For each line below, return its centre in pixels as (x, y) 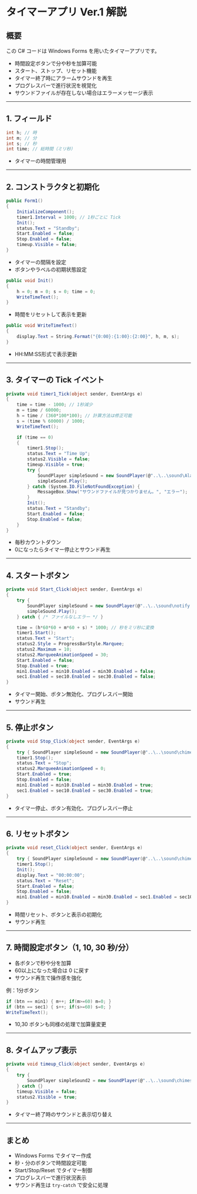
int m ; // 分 (21, 138)
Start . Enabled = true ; (44, 774)
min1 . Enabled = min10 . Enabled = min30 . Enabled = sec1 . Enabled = (97, 897)
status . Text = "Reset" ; (46, 881)
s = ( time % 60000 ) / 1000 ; (51, 421)
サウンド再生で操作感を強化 (48, 977)
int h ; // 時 (21, 132)
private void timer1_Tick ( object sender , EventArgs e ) (74, 394)
